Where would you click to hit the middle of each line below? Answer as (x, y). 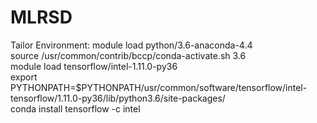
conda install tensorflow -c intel (75, 108)
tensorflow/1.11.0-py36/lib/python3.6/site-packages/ (118, 98)
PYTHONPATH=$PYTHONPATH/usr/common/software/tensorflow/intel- (159, 87)
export (24, 77)
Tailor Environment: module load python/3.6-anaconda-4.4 (131, 45)
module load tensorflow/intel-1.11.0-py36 (94, 66)
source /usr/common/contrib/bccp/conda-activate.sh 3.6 (128, 55)
